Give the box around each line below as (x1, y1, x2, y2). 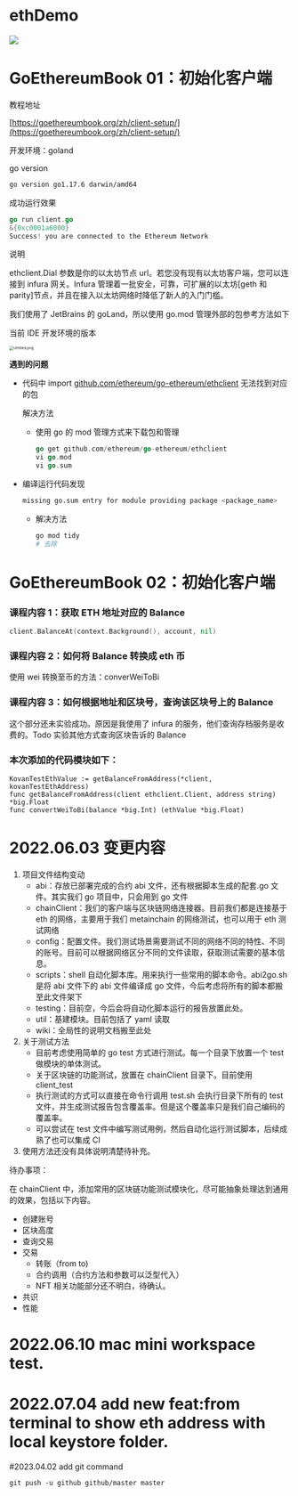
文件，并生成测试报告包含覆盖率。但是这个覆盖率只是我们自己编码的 (35, 1101, 286, 1111)
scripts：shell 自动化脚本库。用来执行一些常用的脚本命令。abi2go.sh (35, 969, 287, 980)
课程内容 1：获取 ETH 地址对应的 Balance (9, 606, 185, 619)
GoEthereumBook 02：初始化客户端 (9, 572, 276, 592)
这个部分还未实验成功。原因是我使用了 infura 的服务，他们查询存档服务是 (9, 718, 278, 728)
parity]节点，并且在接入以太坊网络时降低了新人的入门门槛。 (9, 290, 229, 301)
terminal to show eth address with (9, 1413, 266, 1434)
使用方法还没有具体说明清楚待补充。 (21, 1145, 156, 1156)
